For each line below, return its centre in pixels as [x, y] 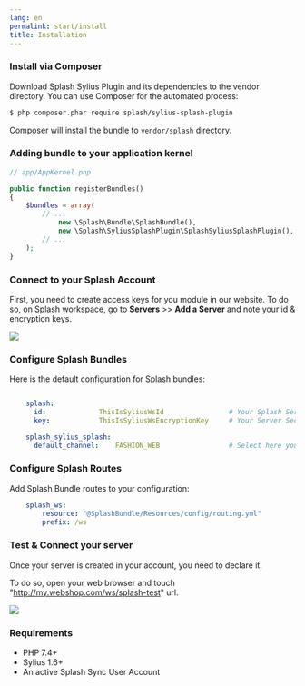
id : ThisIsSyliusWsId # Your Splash [157, 413]
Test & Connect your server [71, 545]
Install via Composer [56, 66]
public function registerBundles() [77, 189]
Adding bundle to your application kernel [101, 154]
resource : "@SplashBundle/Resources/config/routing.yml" [152, 513]
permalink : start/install [58, 26]
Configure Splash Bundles [68, 359]
